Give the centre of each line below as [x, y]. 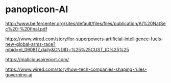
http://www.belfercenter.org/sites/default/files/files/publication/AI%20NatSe [86, 23]
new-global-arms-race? [30, 44]
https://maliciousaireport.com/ [37, 59]
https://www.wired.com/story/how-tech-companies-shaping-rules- [76, 69]
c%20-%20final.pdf [26, 29]
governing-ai [19, 74]
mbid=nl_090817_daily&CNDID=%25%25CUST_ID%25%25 [67, 49]
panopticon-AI [37, 9]
